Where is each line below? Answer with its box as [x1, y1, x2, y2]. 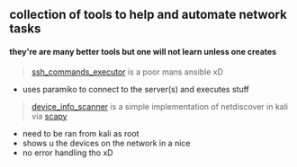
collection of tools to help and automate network [9, 7, 288, 22]
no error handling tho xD [22, 147, 114, 158]
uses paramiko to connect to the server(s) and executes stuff [22, 83, 249, 94]
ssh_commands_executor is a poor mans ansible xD [31, 66, 223, 77]
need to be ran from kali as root [22, 127, 139, 138]
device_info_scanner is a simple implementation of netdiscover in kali [31, 101, 288, 111]
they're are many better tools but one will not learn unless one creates [9, 46, 277, 57]
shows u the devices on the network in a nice [22, 137, 191, 148]
